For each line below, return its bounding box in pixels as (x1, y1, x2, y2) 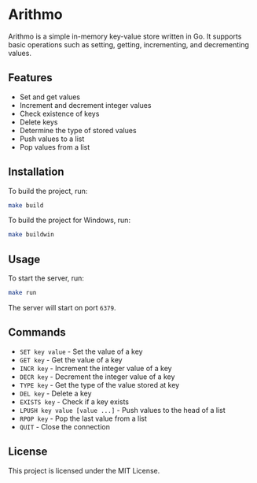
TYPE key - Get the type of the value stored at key (19, 380, 180, 389)
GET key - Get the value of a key (19, 355, 123, 364)
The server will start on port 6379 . (8, 303, 116, 312)
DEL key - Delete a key (19, 388, 92, 398)
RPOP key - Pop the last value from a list (19, 414, 148, 423)
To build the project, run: (8, 186, 88, 195)
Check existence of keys (19, 109, 100, 118)
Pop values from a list (19, 142, 90, 151)
